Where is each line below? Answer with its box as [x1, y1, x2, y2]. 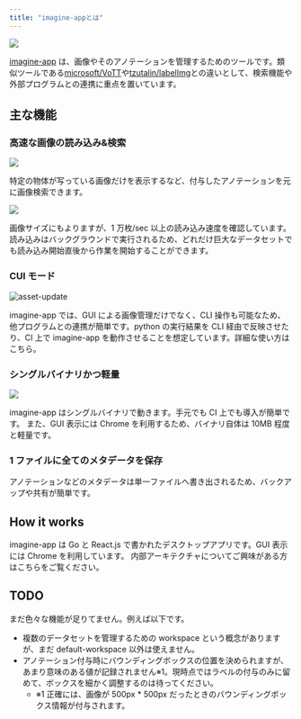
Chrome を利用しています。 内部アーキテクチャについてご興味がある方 [26, 551, 288, 562]
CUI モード [9, 270, 56, 283]
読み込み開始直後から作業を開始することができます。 [16, 245, 214, 256]
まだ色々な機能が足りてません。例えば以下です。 [9, 613, 190, 624]
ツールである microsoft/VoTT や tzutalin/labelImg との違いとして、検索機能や [16, 67, 293, 77]
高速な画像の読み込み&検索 [9, 136, 127, 148]
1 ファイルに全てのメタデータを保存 [9, 454, 164, 466]
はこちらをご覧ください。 [9, 562, 104, 572]
